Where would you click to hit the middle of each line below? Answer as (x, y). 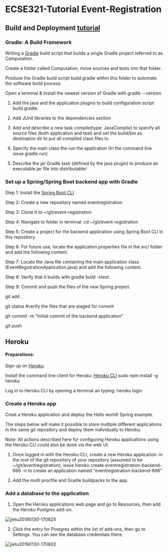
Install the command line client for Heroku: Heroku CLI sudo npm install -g (82, 375)
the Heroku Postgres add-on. (43, 510)
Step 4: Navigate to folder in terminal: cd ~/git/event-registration (72, 222)
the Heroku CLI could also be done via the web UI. (57, 445)
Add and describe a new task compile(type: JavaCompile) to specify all (86, 127)
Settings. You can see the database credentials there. (68, 534)
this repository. (21, 237)
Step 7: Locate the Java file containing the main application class (72, 262)
